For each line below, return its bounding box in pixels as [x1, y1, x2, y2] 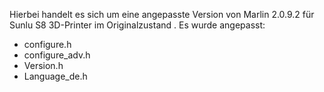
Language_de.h [23, 70, 88, 82]
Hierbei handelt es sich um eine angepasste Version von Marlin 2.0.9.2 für [9, 9, 315, 20]
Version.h [23, 60, 64, 71]
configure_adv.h [23, 49, 91, 61]
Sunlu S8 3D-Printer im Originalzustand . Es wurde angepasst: [9, 19, 266, 31]
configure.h [23, 39, 72, 50]
